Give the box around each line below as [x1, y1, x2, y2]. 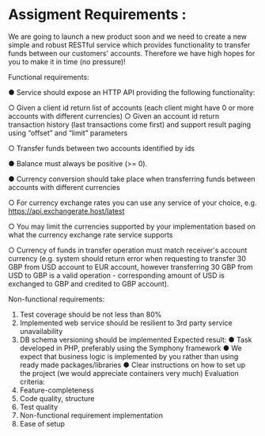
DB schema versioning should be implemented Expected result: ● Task [19, 335, 252, 344]
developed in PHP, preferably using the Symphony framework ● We [19, 343, 243, 353]
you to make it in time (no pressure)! [8, 57, 127, 66]
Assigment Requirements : [8, 6, 187, 24]
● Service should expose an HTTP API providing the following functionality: [8, 87, 256, 97]
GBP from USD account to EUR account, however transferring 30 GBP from [8, 262, 253, 271]
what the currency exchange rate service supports [8, 229, 173, 239]
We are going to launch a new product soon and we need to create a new [8, 32, 248, 41]
